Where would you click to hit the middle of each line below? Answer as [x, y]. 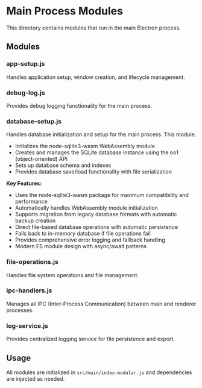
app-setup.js [26, 64]
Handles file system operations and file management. [72, 275]
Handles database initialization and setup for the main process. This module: [101, 134]
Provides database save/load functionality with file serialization [93, 172]
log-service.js [27, 325]
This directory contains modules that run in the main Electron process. [93, 28]
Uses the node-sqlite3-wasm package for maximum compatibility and [102, 195]
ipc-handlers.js [29, 290]
